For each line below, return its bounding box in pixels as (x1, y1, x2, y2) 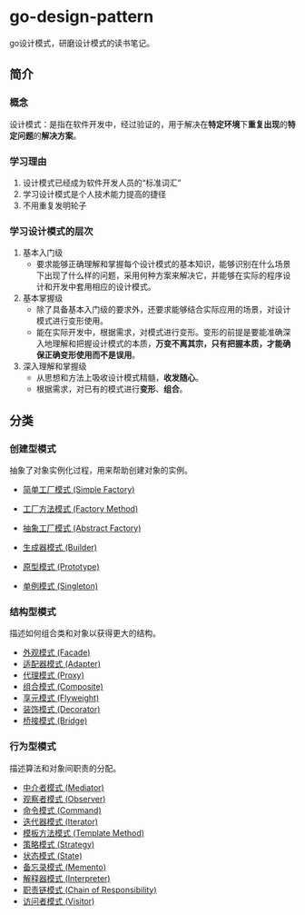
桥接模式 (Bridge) (22, 715, 88, 726)
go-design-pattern (9, 6, 154, 27)
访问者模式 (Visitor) (22, 895, 95, 906)
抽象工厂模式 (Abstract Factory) (22, 522, 142, 533)
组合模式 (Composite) (22, 681, 104, 692)
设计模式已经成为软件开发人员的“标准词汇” (22, 177, 182, 188)
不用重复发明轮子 (22, 200, 87, 211)
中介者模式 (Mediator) (22, 781, 104, 792)
